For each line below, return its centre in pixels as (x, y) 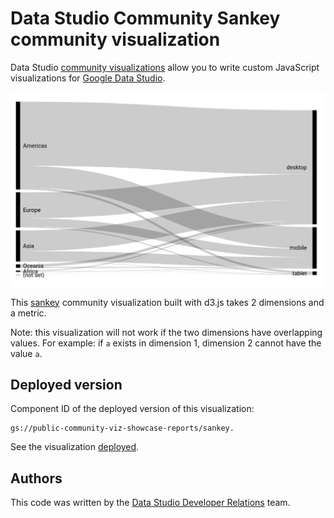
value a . (26, 353)
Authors (36, 478)
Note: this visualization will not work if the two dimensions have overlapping (166, 332)
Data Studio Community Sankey (145, 18)
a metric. (28, 313)
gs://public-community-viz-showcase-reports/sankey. (122, 428)
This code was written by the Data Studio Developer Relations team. (150, 503)
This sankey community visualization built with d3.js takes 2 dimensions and (167, 302)
